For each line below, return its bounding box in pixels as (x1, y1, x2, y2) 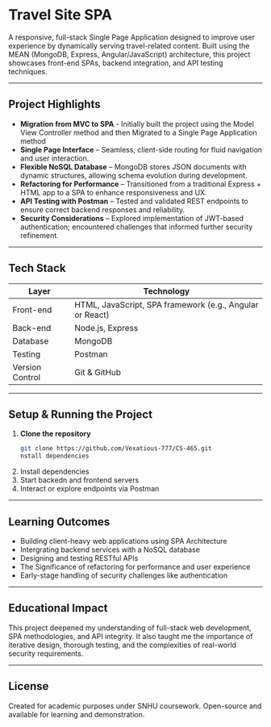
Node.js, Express (73, 322, 139, 333)
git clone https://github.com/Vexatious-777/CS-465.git (19, 445, 212, 453)
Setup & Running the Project (8, 407, 153, 421)
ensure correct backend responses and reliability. (19, 204, 186, 215)
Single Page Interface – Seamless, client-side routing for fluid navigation (19, 144, 263, 154)
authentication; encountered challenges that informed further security (19, 222, 253, 232)
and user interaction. (19, 153, 90, 163)
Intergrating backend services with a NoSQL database (19, 545, 200, 554)
